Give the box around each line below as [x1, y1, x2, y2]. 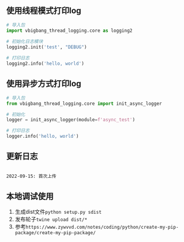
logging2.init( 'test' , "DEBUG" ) [6, 44, 87, 50]
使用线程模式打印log [6, 5, 82, 16]
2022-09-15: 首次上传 [6, 173, 57, 179]
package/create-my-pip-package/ [14, 230, 96, 236]
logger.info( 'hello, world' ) [6, 134, 79, 140]
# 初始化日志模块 [6, 38, 43, 45]
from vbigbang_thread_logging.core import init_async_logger [6, 101, 162, 107]
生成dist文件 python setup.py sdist [14, 208, 102, 216]
